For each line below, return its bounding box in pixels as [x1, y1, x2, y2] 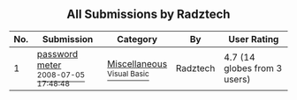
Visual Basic [107, 68, 150, 78]
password [36, 47, 79, 60]
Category [117, 32, 157, 45]
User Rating [228, 32, 279, 45]
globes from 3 [224, 61, 283, 74]
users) [224, 73, 251, 85]
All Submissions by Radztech [66, 7, 231, 22]
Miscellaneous [107, 57, 168, 69]
